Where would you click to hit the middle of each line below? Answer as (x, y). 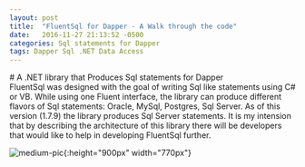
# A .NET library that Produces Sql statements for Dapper (117, 77)
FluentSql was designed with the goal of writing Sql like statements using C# (153, 87)
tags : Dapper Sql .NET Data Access (77, 52)
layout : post (34, 18)
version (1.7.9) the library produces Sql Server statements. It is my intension (151, 116)
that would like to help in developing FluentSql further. (110, 135)
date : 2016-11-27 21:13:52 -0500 (77, 34)
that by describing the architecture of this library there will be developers (146, 126)
